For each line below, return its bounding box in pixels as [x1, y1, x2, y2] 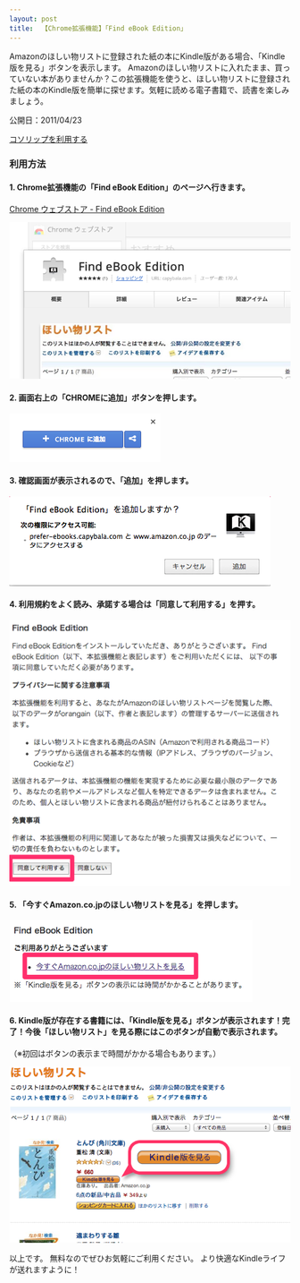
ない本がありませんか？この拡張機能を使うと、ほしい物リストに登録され [24, 73, 291, 84]
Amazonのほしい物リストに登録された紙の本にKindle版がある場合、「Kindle [9, 50, 286, 62]
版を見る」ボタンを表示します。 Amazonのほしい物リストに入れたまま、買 [9, 62, 283, 73]
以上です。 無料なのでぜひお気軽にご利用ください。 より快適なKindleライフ [9, 1253, 287, 1263]
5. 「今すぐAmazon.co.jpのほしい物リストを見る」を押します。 [9, 899, 243, 910]
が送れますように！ [9, 1263, 80, 1275]
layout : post [9, 14, 58, 23]
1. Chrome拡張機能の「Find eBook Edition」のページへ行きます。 [9, 182, 250, 192]
